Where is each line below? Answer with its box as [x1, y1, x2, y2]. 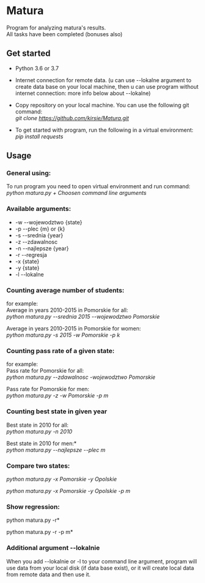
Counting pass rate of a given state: [6, 346, 115, 355]
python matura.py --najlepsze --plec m [6, 446, 106, 454]
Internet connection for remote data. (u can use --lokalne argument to [15, 76, 192, 83]
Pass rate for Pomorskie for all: [6, 367, 84, 375]
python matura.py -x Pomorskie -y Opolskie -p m [6, 487, 130, 494]
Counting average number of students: [6, 286, 125, 294]
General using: [6, 169, 51, 178]
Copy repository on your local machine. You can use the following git [15, 101, 190, 109]
